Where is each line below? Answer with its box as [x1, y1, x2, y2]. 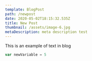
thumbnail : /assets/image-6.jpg [5, 25, 70, 30]
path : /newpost [5, 12, 36, 16]
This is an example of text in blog [5, 43, 71, 48]
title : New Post [5, 20, 38, 26]
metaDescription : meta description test [5, 30, 88, 34]
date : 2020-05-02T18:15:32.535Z [5, 16, 70, 21]
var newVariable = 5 [5, 52, 47, 57]
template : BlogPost [5, 7, 45, 12]
